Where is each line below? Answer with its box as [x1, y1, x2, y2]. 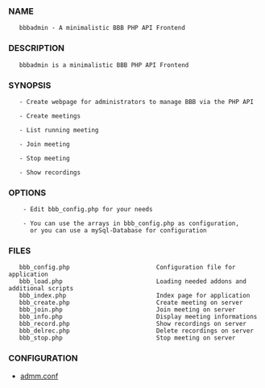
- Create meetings [19, 111, 81, 120]
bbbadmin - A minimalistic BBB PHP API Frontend [19, 24, 185, 32]
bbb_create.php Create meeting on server [19, 298, 243, 307]
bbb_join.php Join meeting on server [19, 306, 236, 314]
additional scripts [8, 285, 74, 293]
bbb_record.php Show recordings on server [19, 320, 247, 328]
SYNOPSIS [8, 79, 52, 90]
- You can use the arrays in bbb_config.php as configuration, [23, 219, 240, 227]
